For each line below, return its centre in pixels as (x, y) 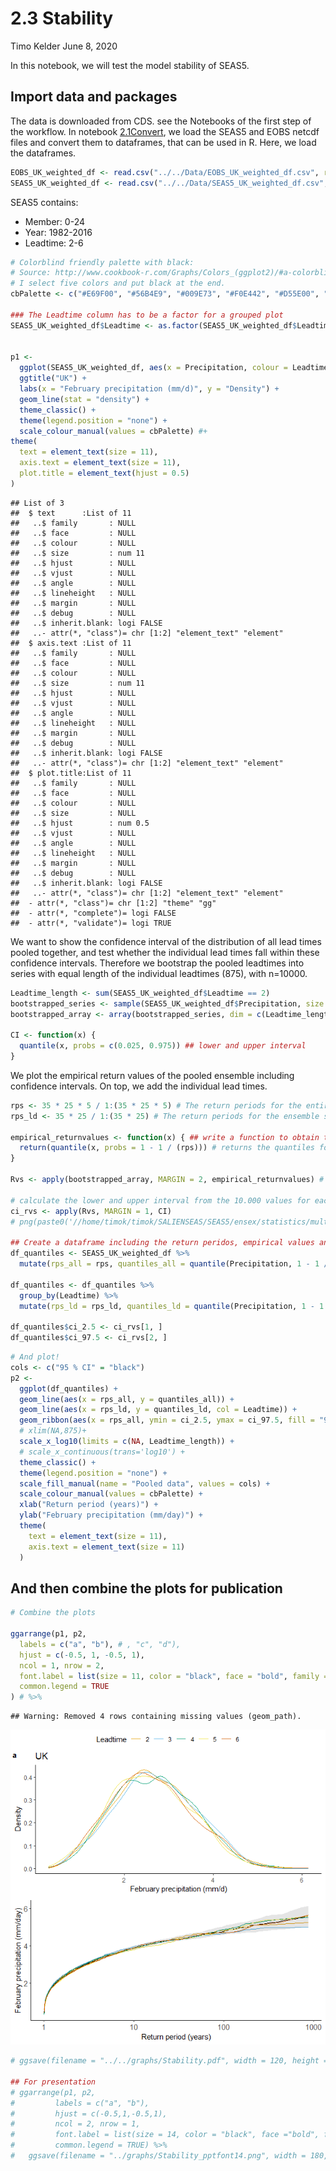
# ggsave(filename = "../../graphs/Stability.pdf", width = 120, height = (169, 2061)
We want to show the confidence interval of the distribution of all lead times (166, 941)
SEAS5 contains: (44, 202)
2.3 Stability (62, 18)
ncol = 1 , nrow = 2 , (62, 1665)
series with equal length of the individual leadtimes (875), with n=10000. (159, 973)
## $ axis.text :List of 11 (71, 643)
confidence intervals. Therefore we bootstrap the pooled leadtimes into (157, 963)
